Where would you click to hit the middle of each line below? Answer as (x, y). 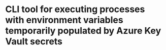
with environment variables (64, 20)
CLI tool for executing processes (75, 9)
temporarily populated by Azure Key (83, 31)
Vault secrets (34, 42)
